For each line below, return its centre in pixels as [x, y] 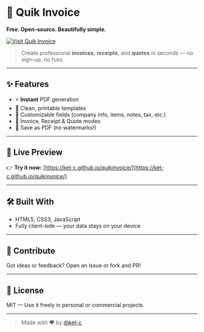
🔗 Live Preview [35, 153]
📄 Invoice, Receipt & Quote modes [58, 121]
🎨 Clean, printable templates [50, 108]
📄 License [25, 290]
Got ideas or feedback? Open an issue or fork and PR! [74, 266]
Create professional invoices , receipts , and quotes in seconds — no [107, 53]
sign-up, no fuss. [42, 59]
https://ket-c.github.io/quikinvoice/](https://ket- [104, 168]
